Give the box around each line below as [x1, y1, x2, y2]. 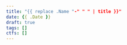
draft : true [6, 19, 35, 25]
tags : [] [6, 25, 28, 31]
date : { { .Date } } [6, 14, 51, 20]
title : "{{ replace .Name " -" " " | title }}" [6, 8, 122, 15]
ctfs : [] [6, 30, 28, 36]
